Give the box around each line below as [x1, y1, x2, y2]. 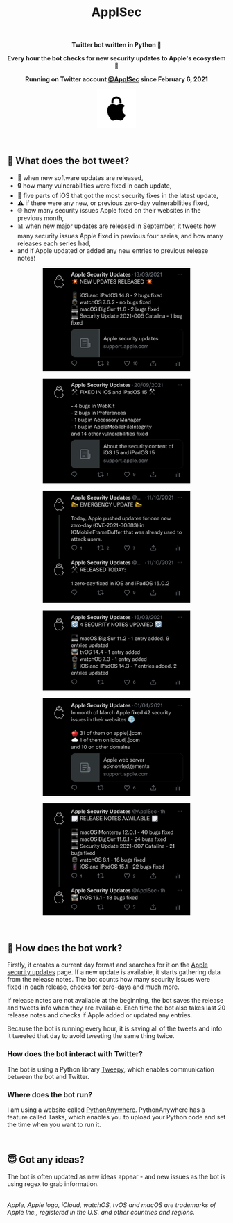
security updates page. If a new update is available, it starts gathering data [7, 968, 221, 976]
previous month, [17, 213, 64, 222]
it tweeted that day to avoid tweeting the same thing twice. [7, 1032, 175, 1040]
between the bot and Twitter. [7, 1072, 89, 1081]
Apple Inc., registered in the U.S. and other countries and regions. [7, 1208, 196, 1216]
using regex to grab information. [7, 1179, 99, 1188]
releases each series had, [17, 239, 92, 247]
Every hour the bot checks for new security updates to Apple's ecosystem [7, 54, 226, 63]
